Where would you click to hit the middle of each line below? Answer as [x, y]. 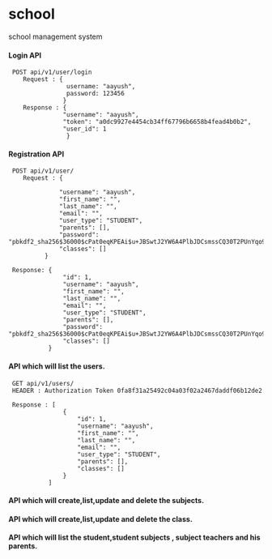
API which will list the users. [57, 366]
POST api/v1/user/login [52, 73]
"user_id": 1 [85, 129]
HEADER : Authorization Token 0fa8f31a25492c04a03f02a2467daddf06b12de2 [137, 390]
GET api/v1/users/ [43, 383]
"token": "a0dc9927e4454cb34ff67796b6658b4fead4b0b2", [157, 122]
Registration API [36, 154]
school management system [55, 36]
